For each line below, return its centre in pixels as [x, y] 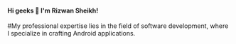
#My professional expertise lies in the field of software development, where [118, 26]
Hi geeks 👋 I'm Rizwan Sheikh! [53, 10]
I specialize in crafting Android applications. [71, 34]
